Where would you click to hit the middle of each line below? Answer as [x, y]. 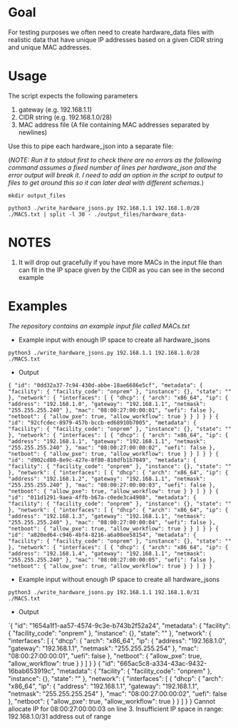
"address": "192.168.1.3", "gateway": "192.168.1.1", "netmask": [107, 516]
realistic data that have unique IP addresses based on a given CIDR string [116, 39]
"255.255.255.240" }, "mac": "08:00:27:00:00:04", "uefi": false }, [112, 522]
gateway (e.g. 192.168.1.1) [55, 109]
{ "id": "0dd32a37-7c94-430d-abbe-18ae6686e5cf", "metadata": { [105, 385]
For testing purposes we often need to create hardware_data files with [111, 32]
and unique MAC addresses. [50, 47]
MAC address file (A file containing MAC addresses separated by [114, 125]
